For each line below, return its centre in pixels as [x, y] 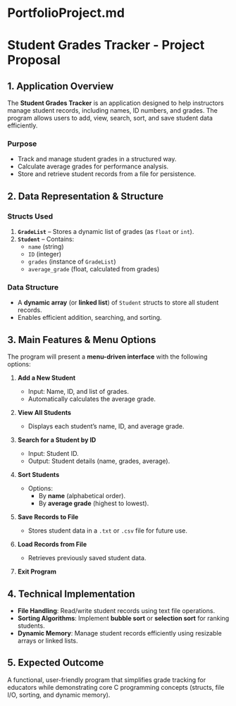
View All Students [44, 413]
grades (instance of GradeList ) [72, 261]
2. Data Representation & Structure [86, 196]
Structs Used [30, 216]
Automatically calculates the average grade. [92, 399]
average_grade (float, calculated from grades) [94, 269]
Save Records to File [48, 517]
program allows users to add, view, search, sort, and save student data [110, 118]
